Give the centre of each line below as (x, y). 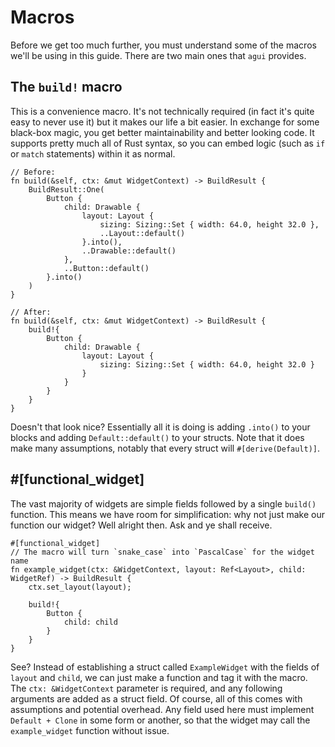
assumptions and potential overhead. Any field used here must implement (162, 709)
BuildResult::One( (66, 189)
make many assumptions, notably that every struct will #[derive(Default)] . (165, 448)
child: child (90, 622)
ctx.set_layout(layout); (80, 587)
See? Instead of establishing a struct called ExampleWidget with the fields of (165, 667)
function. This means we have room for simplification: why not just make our (167, 514)
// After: (31, 312)
